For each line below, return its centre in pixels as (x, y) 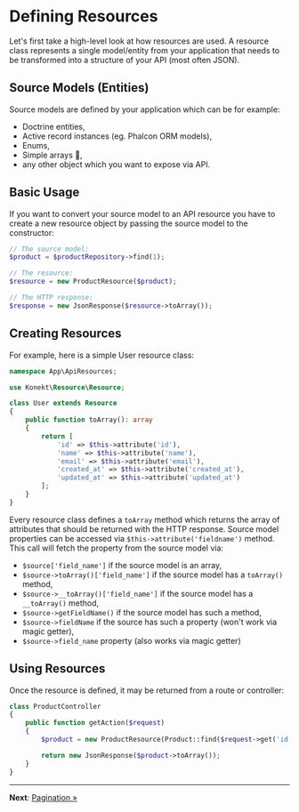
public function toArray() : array (89, 420)
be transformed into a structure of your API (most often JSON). (125, 60)
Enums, (36, 145)
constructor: (32, 232)
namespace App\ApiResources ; (63, 371)
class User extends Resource (63, 403)
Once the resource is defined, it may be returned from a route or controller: (147, 690)
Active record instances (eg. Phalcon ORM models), (117, 136)
